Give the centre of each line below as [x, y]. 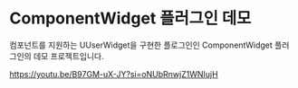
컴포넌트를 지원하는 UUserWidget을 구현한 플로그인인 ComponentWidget [141, 45]
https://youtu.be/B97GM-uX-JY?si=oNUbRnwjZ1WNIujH [114, 74]
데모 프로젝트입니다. [68, 56]
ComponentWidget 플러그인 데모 [130, 18]
